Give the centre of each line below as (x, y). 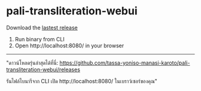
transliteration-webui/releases (43, 69)
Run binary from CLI (39, 39)
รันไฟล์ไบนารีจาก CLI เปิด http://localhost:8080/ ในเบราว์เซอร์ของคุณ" (82, 81)
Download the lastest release (42, 28)
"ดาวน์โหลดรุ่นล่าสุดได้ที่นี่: (32, 63)
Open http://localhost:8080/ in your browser (69, 45)
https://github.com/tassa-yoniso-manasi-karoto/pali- (125, 63)
